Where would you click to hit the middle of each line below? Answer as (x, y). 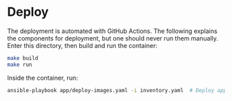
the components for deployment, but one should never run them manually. (113, 38)
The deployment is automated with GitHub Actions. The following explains (112, 31)
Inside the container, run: (42, 78)
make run (20, 65)
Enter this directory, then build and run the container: (82, 45)
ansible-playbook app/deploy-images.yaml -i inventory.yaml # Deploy (111, 90)
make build (23, 58)
